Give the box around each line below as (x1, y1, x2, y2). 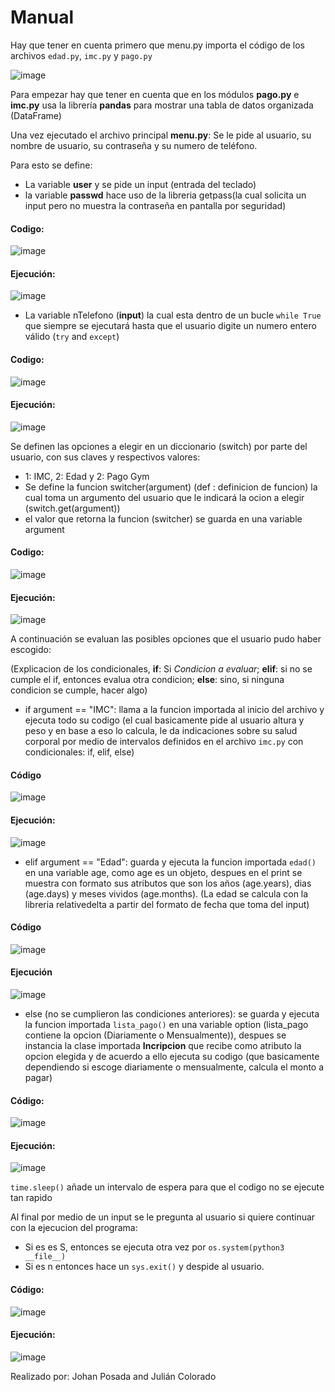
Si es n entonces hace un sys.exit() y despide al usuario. (24, 1261, 265, 1273)
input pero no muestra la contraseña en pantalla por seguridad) (24, 199, 287, 211)
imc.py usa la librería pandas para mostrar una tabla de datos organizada (10, 99, 314, 111)
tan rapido (10, 1192, 53, 1204)
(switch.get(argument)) (24, 502, 121, 514)
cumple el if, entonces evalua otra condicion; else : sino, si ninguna (10, 674, 285, 686)
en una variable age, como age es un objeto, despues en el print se (24, 866, 303, 878)
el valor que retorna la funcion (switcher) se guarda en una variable (24, 512, 303, 525)
